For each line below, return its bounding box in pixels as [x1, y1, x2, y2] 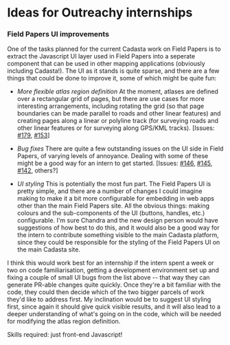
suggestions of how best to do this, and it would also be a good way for [16, 223, 220, 232]
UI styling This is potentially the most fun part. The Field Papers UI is [16, 180, 211, 188]
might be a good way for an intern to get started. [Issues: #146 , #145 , [16, 159, 213, 168]
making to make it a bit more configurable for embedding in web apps [16, 194, 215, 203]
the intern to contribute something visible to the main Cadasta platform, [16, 231, 220, 239]
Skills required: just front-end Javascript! [7, 331, 123, 339]
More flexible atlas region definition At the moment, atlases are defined [16, 87, 218, 96]
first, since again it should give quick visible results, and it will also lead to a [7, 302, 221, 311]
